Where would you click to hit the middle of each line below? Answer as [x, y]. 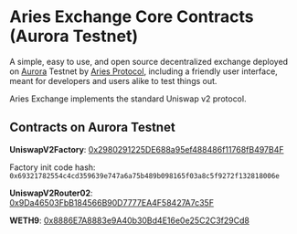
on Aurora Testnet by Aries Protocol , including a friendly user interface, [144, 71]
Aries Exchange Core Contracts [132, 17]
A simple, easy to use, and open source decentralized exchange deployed [149, 61]
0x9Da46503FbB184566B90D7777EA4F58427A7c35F [112, 202]
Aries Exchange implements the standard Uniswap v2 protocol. [128, 99]
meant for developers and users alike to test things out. [113, 80]
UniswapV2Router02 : [51, 193]
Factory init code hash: [53, 167]
